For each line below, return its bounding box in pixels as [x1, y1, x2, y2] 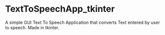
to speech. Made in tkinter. [5, 24, 60, 30]
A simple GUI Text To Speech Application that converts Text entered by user [5, 19, 160, 25]
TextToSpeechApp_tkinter [5, 3, 115, 15]
